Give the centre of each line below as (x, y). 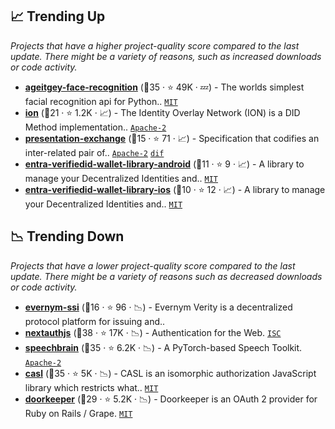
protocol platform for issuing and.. (95, 321)
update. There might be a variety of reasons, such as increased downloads (166, 56)
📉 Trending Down (67, 236)
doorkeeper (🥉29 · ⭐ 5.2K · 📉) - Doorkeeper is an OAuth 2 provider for (171, 399)
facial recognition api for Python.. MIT (101, 101)
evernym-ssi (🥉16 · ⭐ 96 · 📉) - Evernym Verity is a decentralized (158, 307)
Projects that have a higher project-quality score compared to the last (155, 45)
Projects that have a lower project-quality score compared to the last (153, 265)
